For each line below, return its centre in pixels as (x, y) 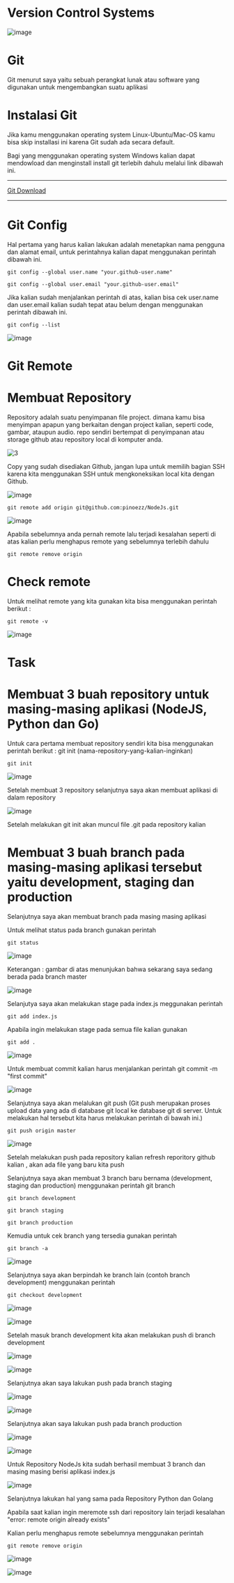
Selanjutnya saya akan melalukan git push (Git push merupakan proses (109, 1103)
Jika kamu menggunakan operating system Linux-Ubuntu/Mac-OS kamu (111, 135)
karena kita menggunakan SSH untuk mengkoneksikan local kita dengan (111, 474)
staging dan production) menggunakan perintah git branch (91, 1185)
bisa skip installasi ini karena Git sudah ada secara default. (91, 142)
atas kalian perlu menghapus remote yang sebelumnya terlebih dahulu (108, 541)
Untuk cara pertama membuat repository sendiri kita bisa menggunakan (110, 743)
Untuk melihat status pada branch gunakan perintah (82, 930)
